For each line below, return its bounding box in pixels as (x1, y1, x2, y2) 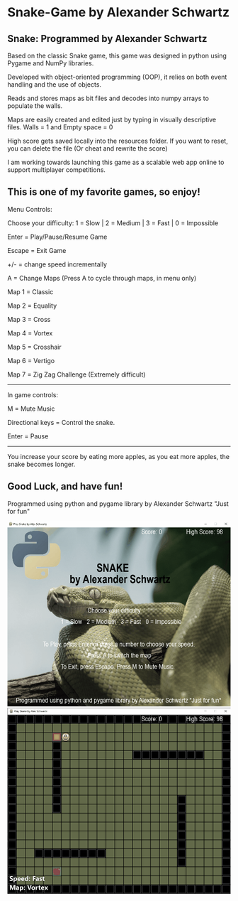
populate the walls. (7, 102, 63, 110)
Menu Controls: (7, 205, 53, 213)
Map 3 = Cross (7, 315, 51, 323)
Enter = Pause (7, 431, 49, 441)
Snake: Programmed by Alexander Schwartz (7, 33, 208, 45)
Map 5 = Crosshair (7, 342, 62, 351)
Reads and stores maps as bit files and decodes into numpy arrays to (7, 94, 209, 102)
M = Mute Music (7, 404, 55, 413)
